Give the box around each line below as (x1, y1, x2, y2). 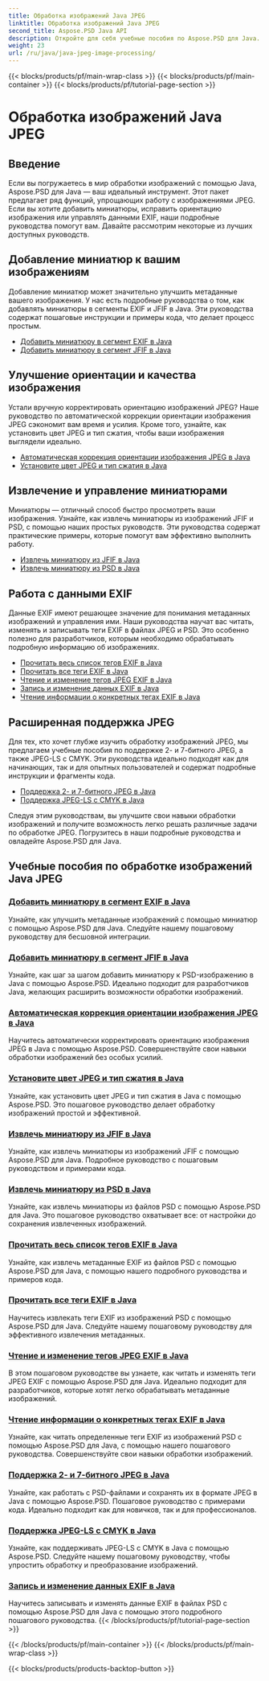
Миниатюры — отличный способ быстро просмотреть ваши (8, 505, 215, 515)
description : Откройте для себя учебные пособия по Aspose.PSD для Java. (8, 34, 261, 43)
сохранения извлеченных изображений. (8, 1219, 147, 1229)
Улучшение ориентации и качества (8, 368, 197, 382)
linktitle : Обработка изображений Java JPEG (8, 19, 160, 27)
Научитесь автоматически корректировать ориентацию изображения (8, 1035, 250, 1046)
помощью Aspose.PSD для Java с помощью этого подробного (8, 1607, 222, 1617)
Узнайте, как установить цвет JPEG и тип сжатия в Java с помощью (8, 1091, 242, 1100)
